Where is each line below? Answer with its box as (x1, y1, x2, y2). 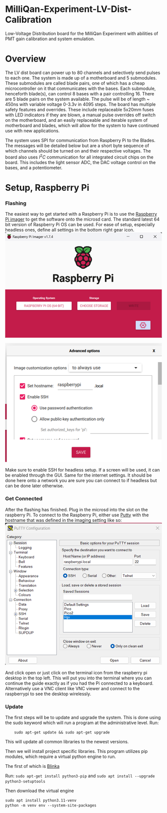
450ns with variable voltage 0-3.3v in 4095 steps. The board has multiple (5, 101, 156, 107)
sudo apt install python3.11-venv (5, 798, 77, 803)
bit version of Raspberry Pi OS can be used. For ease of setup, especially (5, 222, 155, 228)
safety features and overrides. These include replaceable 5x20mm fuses (5, 106, 154, 112)
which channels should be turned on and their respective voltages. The (5, 148, 151, 154)
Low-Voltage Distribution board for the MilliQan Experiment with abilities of (5, 30, 158, 36)
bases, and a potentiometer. (5, 164, 63, 170)
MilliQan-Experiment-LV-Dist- (5, 3, 132, 15)
